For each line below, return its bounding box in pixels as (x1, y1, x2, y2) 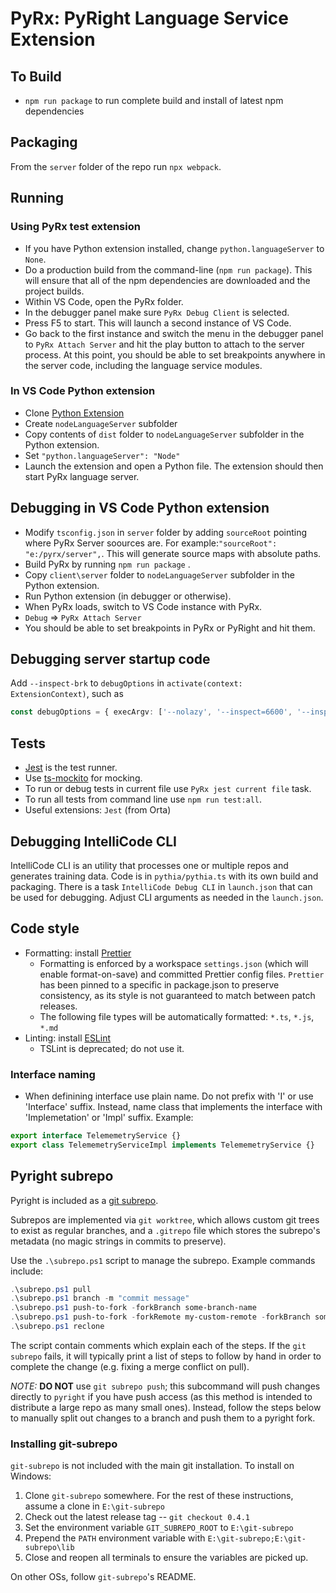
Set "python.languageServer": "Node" (24, 449, 181, 461)
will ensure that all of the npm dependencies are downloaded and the (24, 274, 311, 286)
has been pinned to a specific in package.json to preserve (39, 978, 280, 991)
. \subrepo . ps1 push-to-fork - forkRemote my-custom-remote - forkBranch (10, 1312, 311, 1322)
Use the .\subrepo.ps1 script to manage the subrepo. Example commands (10, 1254, 316, 1266)
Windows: (10, 1470, 52, 1482)
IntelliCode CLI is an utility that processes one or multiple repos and (10, 859, 289, 871)
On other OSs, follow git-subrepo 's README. (10, 1571, 197, 1583)
